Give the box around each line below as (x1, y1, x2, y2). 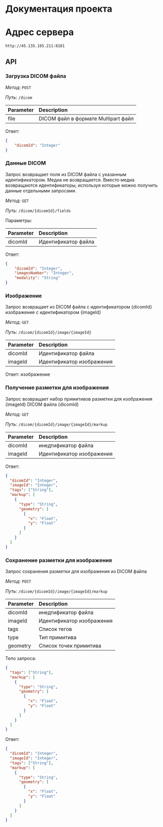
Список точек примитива (38, 642, 101, 649)
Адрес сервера (5, 27, 74, 38)
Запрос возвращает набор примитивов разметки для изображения (5, 396, 153, 402)
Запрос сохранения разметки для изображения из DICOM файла (5, 569, 147, 574)
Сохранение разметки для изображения (5, 556, 112, 563)
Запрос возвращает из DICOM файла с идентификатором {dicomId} (5, 304, 152, 310)
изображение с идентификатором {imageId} (5, 309, 101, 315)
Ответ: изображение (5, 372, 50, 378)
